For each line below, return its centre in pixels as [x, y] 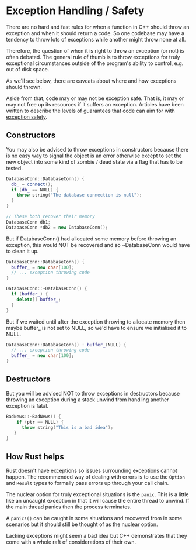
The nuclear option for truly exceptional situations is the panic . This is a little [97, 494]
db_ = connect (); [32, 184]
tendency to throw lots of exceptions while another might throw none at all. [96, 39]
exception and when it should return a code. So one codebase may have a [95, 33]
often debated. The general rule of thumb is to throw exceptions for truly [93, 57]
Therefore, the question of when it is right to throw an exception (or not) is [95, 50]
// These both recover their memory [50, 216]
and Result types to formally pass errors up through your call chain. [87, 483]
